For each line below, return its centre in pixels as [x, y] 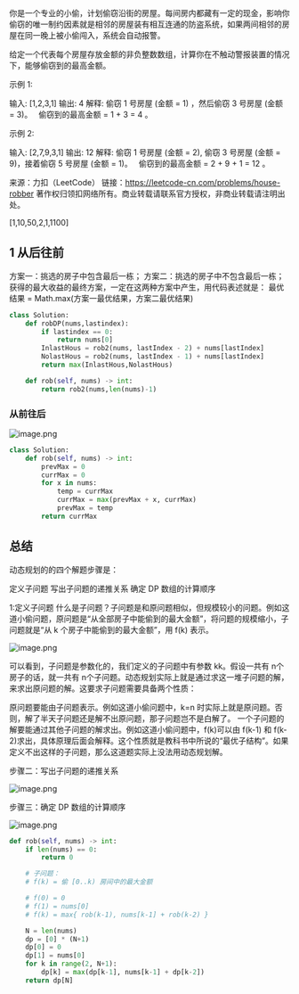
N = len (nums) [51, 931]
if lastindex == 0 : [77, 332]
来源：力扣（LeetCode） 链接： [68, 182]
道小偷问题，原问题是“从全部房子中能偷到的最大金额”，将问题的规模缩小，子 [149, 619]
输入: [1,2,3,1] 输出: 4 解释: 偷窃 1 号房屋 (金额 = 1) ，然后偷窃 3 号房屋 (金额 [146, 103]
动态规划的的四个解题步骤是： [64, 570]
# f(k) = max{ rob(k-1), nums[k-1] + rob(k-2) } [117, 915]
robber [22, 193]
